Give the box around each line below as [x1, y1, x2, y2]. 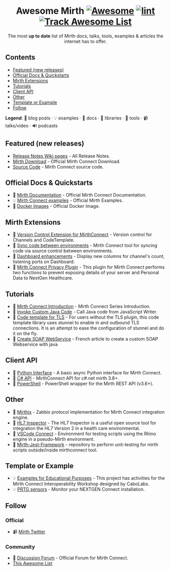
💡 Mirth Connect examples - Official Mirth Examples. [12, 197, 123, 204]
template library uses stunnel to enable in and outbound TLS [12, 320, 139, 325]
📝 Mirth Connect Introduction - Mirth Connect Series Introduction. [12, 303, 151, 309]
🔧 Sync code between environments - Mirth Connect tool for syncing [12, 243, 158, 249]
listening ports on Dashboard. [12, 258, 75, 265]
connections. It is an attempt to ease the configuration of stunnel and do [12, 325, 164, 331]
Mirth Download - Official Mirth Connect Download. [12, 158, 121, 164]
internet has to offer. [64, 38, 107, 44]
